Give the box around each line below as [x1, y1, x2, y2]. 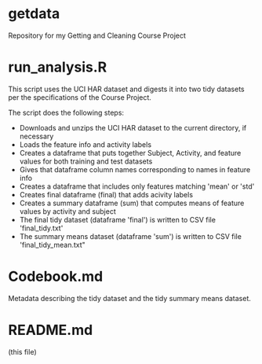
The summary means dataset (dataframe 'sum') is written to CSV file [19, 231, 242, 241]
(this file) [8, 347, 37, 356]
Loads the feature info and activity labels [19, 139, 151, 149]
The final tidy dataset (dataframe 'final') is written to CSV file [19, 215, 216, 224]
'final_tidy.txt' [19, 223, 64, 233]
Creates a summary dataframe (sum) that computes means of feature [19, 198, 245, 208]
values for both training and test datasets [19, 156, 153, 166]
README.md [8, 322, 93, 339]
